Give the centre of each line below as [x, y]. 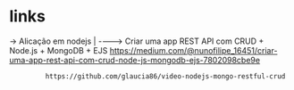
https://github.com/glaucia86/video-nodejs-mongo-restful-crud [165, 76]
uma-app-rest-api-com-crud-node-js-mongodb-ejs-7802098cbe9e [135, 60]
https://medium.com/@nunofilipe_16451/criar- [193, 50]
